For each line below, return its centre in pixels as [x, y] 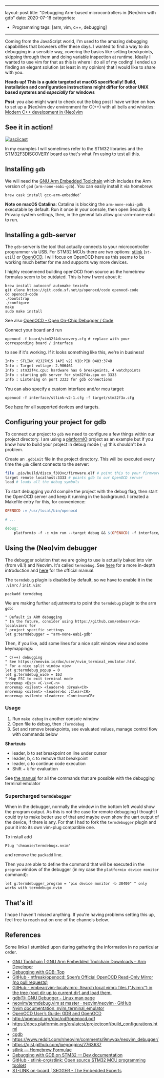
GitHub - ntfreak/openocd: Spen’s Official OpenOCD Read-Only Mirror [82, 977]
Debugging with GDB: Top [38, 972]
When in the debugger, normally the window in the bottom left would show [80, 807]
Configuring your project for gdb [56, 422]
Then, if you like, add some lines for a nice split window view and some [77, 643]
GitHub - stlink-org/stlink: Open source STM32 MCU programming [79, 1060]
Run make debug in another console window [55, 719]
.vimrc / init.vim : [23, 585]
